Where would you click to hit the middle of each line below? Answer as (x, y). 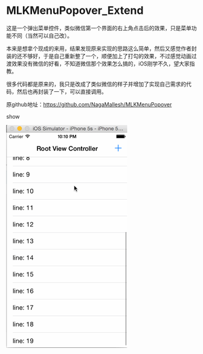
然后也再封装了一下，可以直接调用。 (62, 91)
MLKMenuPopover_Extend (75, 11)
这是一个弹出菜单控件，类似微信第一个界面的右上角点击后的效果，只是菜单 (99, 28)
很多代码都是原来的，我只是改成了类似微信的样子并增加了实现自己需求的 (96, 84)
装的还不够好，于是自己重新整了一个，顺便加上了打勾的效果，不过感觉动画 (99, 56)
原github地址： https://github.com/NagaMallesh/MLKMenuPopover (89, 104)
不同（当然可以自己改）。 (42, 35)
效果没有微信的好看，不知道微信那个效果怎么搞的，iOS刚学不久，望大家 (101, 64)
